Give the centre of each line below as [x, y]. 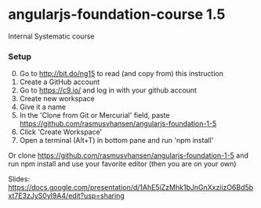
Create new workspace [57, 99]
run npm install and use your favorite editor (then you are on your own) [122, 164]
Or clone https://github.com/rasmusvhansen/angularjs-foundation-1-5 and [128, 155]
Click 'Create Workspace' [61, 132]
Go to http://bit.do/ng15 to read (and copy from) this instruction [121, 74]
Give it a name [43, 107]
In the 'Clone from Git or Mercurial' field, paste [94, 115]
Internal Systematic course [51, 36]
